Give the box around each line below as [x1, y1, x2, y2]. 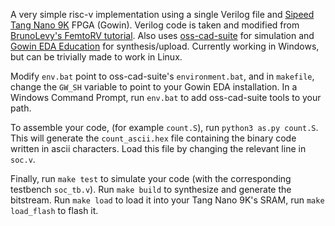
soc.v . [10, 154, 36, 165]
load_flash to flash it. [10, 205, 99, 216]
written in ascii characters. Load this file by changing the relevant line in [10, 143, 307, 154]
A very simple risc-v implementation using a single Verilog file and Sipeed [10, 9, 315, 20]
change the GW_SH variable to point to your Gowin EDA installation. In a [10, 81, 298, 93]
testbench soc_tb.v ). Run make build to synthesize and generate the [10, 184, 292, 195]
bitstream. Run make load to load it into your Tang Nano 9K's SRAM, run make [10, 194, 325, 206]
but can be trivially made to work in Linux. [10, 51, 183, 63]
